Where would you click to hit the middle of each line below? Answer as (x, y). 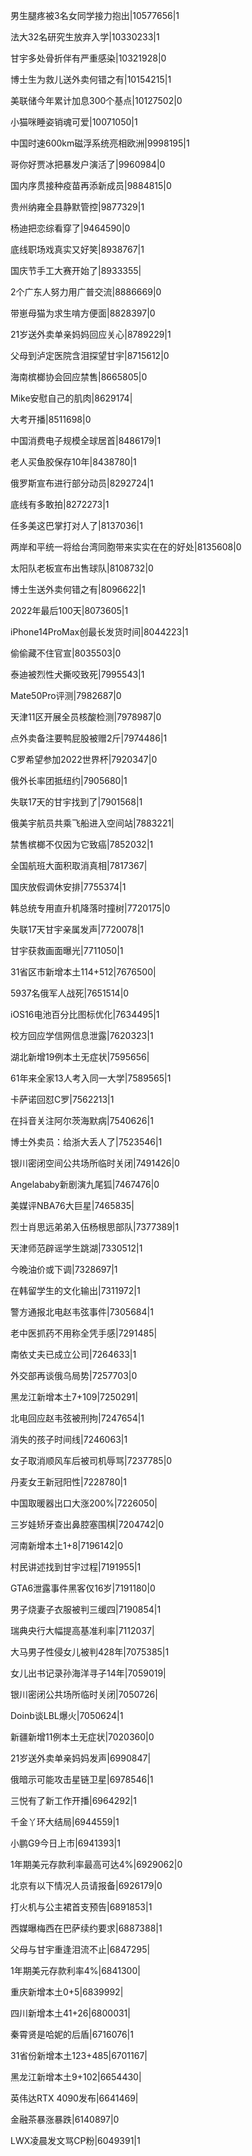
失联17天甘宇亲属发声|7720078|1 (77, 929)
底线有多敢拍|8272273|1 (60, 504)
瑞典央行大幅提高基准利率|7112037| (82, 1630)
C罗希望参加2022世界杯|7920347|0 (84, 759)
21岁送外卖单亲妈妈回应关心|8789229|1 (91, 334)
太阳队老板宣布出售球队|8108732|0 (82, 568)
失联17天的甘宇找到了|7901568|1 (76, 802)
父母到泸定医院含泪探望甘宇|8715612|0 (90, 355)
